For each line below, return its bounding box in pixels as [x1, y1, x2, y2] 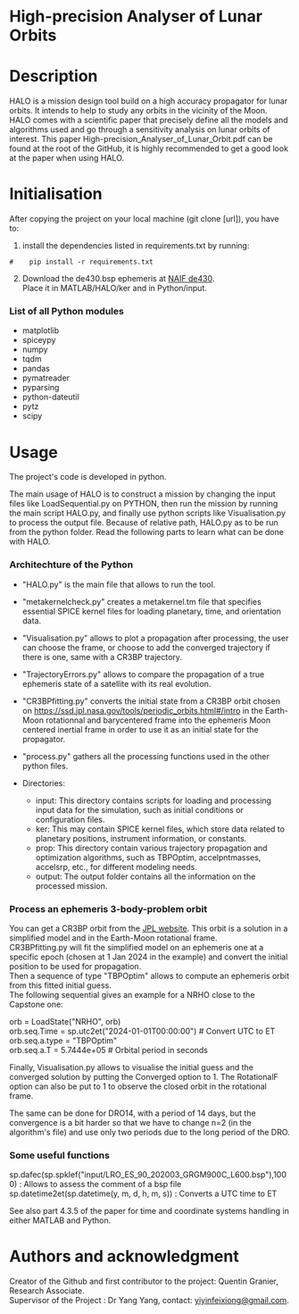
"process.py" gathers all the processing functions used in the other [21, 750, 270, 761]
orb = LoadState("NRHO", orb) [9, 1016, 121, 1026]
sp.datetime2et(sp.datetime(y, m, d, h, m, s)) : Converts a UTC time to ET [9, 1188, 278, 1199]
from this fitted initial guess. [9, 980, 112, 991]
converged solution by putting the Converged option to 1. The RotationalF [9, 1071, 278, 1082]
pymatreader [21, 372, 70, 383]
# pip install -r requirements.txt [9, 257, 154, 267]
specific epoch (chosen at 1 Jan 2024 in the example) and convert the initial [9, 951, 288, 962]
